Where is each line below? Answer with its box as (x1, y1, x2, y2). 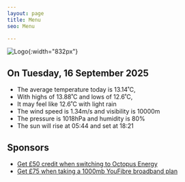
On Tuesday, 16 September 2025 (7, 67, 149, 79)
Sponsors (7, 142, 49, 153)
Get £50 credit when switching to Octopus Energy (16, 160, 158, 168)
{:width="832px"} (28, 47, 79, 55)
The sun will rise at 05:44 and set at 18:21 (16, 122, 134, 130)
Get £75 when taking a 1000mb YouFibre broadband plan (16, 167, 178, 175)
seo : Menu (7, 23, 35, 29)
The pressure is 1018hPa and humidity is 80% (16, 114, 145, 123)
